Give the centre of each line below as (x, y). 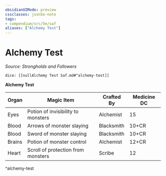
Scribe (106, 153)
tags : (11, 19)
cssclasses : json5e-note (31, 14)
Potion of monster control (57, 142)
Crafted (112, 97)
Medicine (144, 97)
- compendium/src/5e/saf (31, 24)
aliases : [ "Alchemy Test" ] (33, 28)
